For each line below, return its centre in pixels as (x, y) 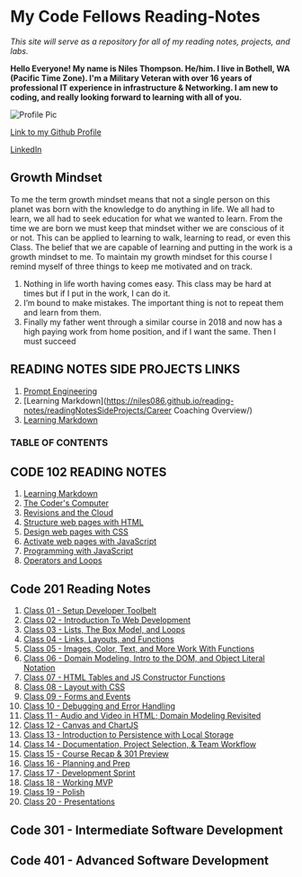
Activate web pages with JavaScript (90, 541)
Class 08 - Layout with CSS (74, 687)
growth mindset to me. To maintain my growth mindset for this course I (141, 256)
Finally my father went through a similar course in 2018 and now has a (152, 322)
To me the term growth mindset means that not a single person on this (140, 199)
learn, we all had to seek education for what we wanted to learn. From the (147, 219)
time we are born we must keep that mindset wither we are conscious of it (147, 228)
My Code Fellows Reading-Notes (135, 17)
